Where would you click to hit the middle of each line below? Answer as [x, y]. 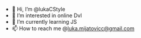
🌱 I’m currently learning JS [44, 22]
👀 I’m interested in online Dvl [47, 15]
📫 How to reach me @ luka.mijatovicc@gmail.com [73, 28]
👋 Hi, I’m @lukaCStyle [38, 9]
